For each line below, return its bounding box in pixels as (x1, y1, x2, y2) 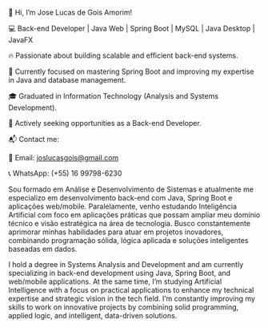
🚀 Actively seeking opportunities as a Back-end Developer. (8, 119, 202, 128)
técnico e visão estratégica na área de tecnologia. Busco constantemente (8, 219, 250, 228)
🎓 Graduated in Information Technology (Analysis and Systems (8, 91, 218, 100)
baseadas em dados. (8, 245, 78, 253)
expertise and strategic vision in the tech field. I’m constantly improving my (8, 294, 256, 303)
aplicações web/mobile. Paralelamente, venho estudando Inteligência (8, 201, 238, 211)
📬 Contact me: (8, 135, 60, 144)
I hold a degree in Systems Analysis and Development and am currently (8, 260, 244, 269)
